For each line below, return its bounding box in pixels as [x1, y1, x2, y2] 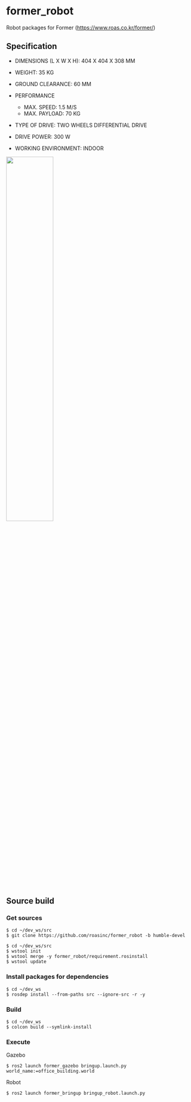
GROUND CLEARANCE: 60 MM [14, 80, 91, 87]
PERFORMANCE [14, 91, 55, 99]
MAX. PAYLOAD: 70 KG [23, 109, 81, 117]
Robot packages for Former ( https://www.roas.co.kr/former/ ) [6, 24, 156, 31]
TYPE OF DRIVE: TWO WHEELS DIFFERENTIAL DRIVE [14, 121, 147, 129]
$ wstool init [6, 948, 42, 954]
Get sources [6, 914, 43, 922]
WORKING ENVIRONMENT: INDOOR [14, 145, 104, 152]
